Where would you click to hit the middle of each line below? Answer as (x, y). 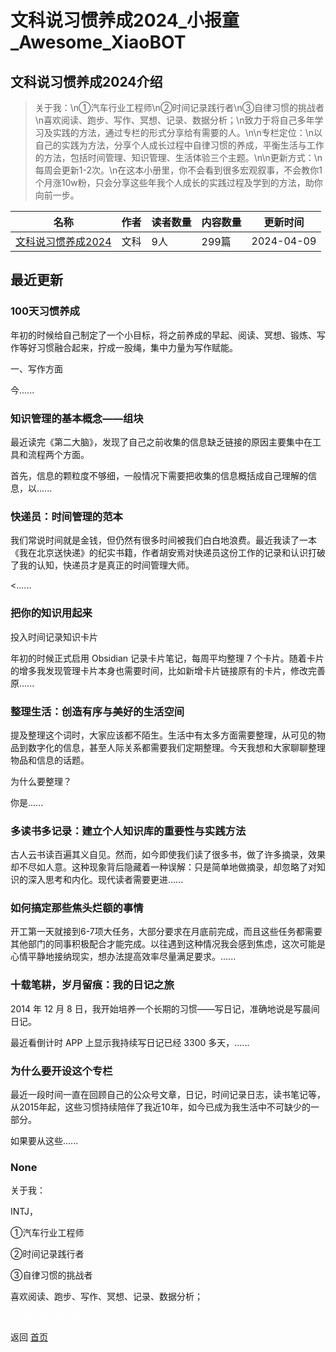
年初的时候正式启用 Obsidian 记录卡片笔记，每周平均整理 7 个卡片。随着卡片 (167, 658)
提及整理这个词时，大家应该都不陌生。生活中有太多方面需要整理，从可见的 (163, 735)
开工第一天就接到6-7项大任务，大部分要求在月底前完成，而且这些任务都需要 (166, 932)
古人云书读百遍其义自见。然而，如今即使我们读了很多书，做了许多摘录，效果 (168, 855)
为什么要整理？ (41, 781)
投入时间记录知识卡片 (54, 637)
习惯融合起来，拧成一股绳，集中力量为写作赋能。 (137, 347)
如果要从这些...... (44, 1141)
